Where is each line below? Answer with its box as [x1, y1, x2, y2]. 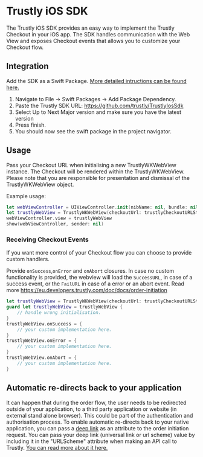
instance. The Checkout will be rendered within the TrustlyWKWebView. [6, 168, 185, 175]
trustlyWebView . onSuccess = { [6, 321, 83, 327]
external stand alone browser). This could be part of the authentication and [6, 412, 193, 419]
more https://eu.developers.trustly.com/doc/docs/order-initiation [6, 287, 168, 294]
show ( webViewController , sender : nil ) [6, 221, 104, 227]
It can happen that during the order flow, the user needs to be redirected [6, 399, 187, 406]
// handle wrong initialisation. [17, 310, 101, 316]
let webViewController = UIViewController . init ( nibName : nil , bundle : [6, 204, 188, 210]
